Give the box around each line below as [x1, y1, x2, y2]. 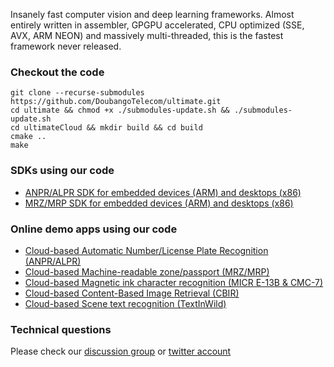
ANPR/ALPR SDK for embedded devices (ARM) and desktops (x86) [24, 186, 302, 198]
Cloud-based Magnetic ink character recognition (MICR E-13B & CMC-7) [24, 276, 324, 288]
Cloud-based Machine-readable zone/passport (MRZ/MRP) [24, 265, 270, 278]
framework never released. [10, 40, 122, 52]
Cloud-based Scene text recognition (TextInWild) [24, 297, 227, 309]
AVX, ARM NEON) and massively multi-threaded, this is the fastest [10, 30, 284, 41]
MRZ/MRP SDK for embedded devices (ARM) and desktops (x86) [24, 197, 294, 209]
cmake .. [10, 132, 47, 142]
